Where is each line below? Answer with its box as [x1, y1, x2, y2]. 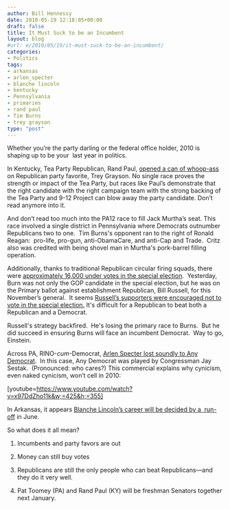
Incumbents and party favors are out [16, 440, 121, 448]
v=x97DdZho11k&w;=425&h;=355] [7, 392, 104, 400]
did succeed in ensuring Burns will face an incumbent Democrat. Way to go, [7, 329, 224, 337]
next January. [16, 494, 56, 502]
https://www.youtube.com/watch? [36, 385, 133, 393]
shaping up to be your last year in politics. [7, 151, 127, 160]
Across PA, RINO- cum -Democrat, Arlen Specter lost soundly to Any [7, 349, 198, 358]
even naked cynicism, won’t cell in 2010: [7, 371, 122, 380]
